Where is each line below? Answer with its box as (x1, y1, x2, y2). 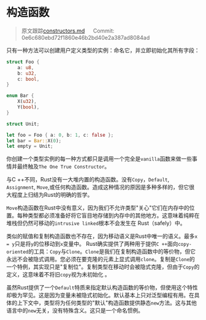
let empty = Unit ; (6, 143, 53, 150)
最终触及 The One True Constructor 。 (17, 163, 110, 170)
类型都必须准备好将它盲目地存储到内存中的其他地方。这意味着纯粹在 (27, 212, 200, 219)
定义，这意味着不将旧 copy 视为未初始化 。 (6, 271, 110, 278)
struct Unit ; (6, 121, 40, 127)
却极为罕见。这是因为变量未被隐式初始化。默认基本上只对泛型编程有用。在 (6, 292, 194, 299)
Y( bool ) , (17, 104, 40, 110)
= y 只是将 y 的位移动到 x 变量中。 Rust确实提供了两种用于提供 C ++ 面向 (6, 240, 178, 248)
